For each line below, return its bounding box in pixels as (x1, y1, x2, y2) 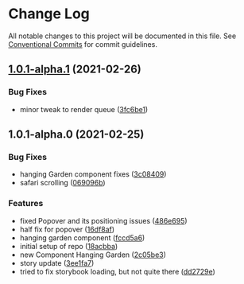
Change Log (8, 5, 90, 23)
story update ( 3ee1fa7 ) (19, 258, 95, 267)
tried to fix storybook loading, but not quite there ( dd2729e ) (19, 266, 216, 276)
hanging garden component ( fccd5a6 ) (19, 232, 145, 243)
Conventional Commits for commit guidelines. (8, 39, 157, 49)
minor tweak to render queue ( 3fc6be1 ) (19, 104, 149, 114)
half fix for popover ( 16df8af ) (19, 224, 115, 234)
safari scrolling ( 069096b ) (19, 178, 106, 188)
